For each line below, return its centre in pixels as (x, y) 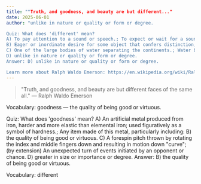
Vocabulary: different (32, 174)
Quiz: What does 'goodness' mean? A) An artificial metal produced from (95, 119)
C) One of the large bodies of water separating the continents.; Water (99, 50)
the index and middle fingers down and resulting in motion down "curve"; (96, 144)
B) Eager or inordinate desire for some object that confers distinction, (101, 45)
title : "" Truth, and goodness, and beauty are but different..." (89, 12)
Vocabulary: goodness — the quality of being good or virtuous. (84, 107)
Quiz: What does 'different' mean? (51, 33)
